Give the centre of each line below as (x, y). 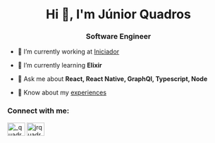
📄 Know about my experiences (62, 93)
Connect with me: (38, 111)
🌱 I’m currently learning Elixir (60, 66)
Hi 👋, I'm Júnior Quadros (118, 14)
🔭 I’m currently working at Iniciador (68, 51)
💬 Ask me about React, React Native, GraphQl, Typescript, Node (112, 79)
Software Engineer (118, 37)
